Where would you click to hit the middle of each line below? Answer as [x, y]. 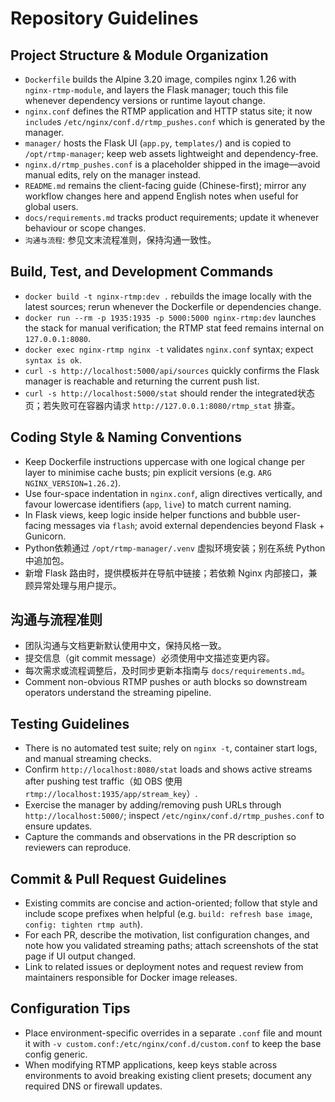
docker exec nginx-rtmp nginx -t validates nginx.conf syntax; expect [169, 349]
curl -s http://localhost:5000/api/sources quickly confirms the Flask [172, 370]
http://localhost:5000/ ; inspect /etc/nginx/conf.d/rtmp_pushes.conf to [174, 816]
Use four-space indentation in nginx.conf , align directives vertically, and [173, 493]
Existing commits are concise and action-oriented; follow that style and [171, 903]
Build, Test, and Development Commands [142, 272]
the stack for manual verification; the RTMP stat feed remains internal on [174, 328]
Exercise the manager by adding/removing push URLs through [153, 805]
